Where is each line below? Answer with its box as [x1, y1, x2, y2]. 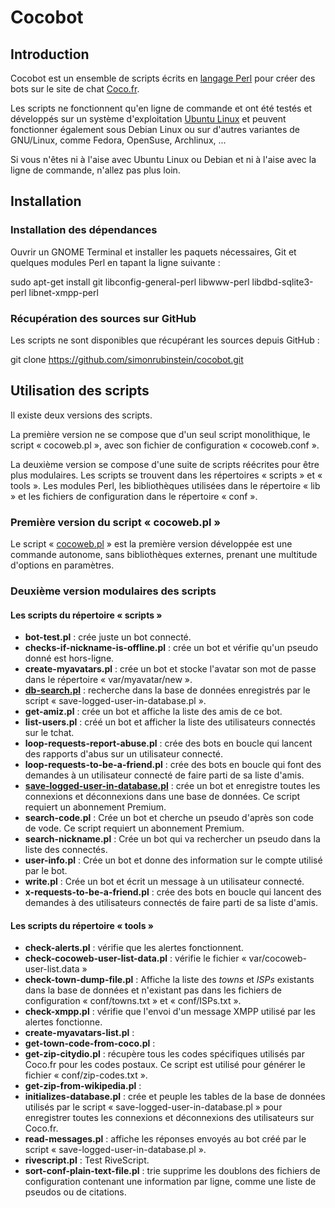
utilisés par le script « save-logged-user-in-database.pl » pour [24, 1101, 283, 1113]
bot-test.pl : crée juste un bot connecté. [24, 631, 192, 643]
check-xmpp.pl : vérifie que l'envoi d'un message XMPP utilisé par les [24, 1006, 316, 1018]
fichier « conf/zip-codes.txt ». [24, 1069, 148, 1081]
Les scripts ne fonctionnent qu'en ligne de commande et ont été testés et [10, 102, 313, 114]
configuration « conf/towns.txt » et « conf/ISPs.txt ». [24, 995, 242, 1007]
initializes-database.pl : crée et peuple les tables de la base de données [24, 1091, 326, 1103]
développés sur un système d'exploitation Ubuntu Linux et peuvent [10, 113, 287, 125]
